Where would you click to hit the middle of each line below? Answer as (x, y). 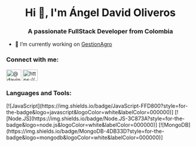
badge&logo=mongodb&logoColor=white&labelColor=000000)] (85, 137)
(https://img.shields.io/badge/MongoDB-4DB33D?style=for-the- (85, 132)
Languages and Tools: (39, 93)
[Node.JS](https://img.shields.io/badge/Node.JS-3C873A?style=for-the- (96, 118)
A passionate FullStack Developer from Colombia (100, 32)
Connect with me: (33, 60)
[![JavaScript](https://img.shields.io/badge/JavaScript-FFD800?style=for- (97, 106)
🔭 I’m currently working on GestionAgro (63, 44)
